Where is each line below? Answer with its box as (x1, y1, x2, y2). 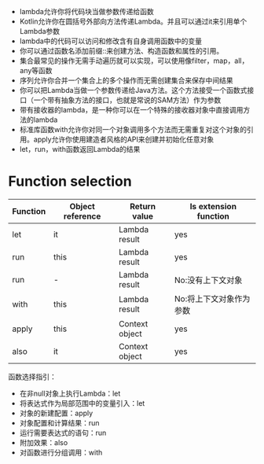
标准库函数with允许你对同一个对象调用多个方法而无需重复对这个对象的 (19, 125, 247, 134)
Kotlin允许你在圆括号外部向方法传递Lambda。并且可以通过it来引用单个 (19, 17, 247, 26)
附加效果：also (19, 437, 68, 447)
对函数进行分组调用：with (19, 447, 103, 457)
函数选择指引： (8, 372, 57, 381)
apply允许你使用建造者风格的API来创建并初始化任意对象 (33, 134, 214, 144)
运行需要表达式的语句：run (19, 428, 107, 437)
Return (129, 201, 156, 212)
